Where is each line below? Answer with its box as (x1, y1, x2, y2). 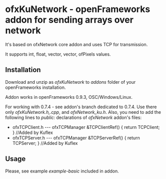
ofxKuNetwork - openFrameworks (5, 4, 150, 15)
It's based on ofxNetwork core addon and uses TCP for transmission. (5, 41, 148, 47)
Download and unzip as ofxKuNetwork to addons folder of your (5, 79, 136, 85)
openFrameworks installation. (5, 84, 66, 90)
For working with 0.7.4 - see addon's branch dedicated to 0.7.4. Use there (5, 104, 157, 110)
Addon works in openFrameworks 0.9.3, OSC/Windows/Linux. (5, 94, 133, 100)
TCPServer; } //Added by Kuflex (12, 140, 78, 146)
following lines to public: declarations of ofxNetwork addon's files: (5, 114, 142, 120)
